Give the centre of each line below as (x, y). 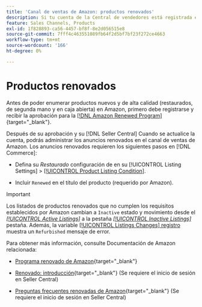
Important (18, 194)
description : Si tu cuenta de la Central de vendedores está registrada (99, 17)
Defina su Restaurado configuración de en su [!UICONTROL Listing (98, 164)
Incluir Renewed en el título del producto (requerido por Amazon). (94, 182)
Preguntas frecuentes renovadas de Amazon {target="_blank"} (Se (97, 291)
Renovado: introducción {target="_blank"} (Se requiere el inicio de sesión (105, 273)
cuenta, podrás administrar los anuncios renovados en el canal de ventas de (101, 140)
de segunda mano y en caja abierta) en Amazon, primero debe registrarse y (100, 109)
